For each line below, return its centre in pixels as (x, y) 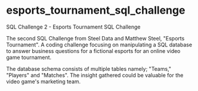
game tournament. (29, 57)
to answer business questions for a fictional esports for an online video (93, 51)
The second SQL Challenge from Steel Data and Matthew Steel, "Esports (95, 38)
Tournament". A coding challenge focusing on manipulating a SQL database (99, 45)
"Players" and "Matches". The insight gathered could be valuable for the (95, 75)
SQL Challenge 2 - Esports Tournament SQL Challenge (74, 27)
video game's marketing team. (44, 81)
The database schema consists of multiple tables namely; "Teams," (89, 68)
